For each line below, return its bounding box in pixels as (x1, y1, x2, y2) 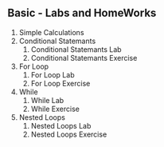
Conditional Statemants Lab (30, 44, 122, 54)
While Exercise (30, 104, 80, 113)
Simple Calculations (18, 27, 84, 37)
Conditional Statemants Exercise (30, 53, 138, 62)
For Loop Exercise (30, 78, 91, 88)
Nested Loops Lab (30, 121, 92, 130)
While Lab (30, 95, 64, 105)
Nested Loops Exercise (30, 129, 107, 139)
